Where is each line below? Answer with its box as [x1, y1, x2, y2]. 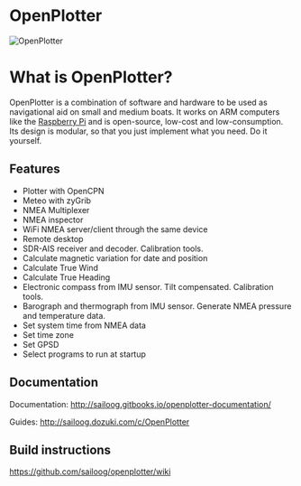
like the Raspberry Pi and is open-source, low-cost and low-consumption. [9, 116, 284, 126]
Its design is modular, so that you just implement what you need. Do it [9, 126, 268, 136]
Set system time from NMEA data [22, 320, 147, 331]
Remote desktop [22, 233, 84, 244]
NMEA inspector [22, 214, 84, 225]
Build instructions [9, 442, 111, 457]
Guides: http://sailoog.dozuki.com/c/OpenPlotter [9, 416, 190, 427]
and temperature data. [22, 310, 106, 321]
